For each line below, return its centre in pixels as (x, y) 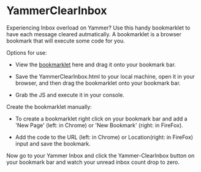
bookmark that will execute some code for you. (66, 41)
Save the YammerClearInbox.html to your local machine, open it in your (105, 76)
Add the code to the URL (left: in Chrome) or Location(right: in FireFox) (104, 137)
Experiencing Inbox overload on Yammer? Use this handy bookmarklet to (98, 28)
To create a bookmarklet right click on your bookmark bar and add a (101, 119)
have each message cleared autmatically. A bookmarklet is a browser (94, 34)
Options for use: (27, 52)
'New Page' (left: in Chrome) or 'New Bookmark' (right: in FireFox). (99, 125)
